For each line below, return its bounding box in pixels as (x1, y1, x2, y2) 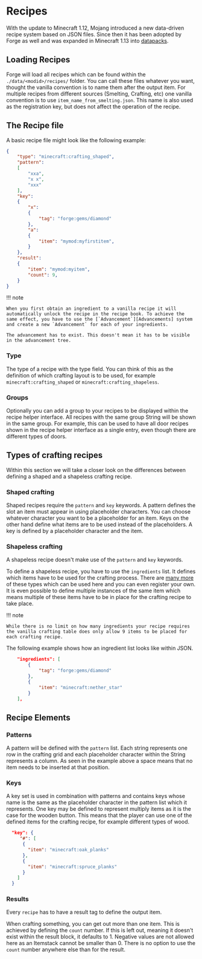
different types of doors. (6, 433, 67, 440)
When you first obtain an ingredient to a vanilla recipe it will (6, 306, 177, 312)
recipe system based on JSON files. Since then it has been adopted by (6, 30, 182, 38)
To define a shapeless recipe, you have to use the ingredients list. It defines (6, 568, 196, 575)
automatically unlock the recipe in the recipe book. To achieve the (6, 311, 185, 317)
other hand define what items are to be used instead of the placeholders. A (6, 521, 193, 528)
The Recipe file (6, 120, 64, 131)
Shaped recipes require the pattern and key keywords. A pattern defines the (6, 502, 196, 509)
